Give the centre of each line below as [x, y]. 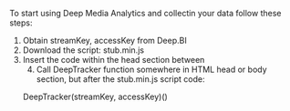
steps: [21, 23]
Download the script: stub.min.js [83, 50]
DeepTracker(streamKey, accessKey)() [95, 96]
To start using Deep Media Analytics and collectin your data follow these [145, 13]
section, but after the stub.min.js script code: [120, 79]
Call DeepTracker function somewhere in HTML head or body [151, 69]
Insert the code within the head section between [114, 60]
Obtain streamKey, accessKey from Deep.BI [104, 40]
